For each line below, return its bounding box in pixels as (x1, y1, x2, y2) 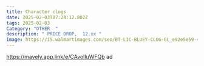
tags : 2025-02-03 (6, 20, 50, 26)
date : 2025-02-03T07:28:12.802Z (6, 14, 88, 20)
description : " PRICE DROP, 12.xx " (6, 31, 102, 37)
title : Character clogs (6, 8, 67, 15)
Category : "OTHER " (6, 25, 59, 32)
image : (6, 37, 23, 43)
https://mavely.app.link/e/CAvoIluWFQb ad (6, 53, 113, 60)
